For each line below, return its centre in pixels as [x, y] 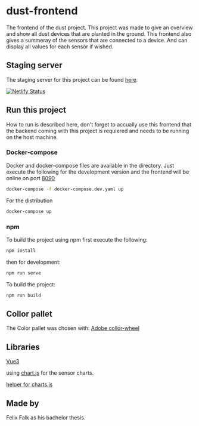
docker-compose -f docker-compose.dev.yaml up [65, 189]
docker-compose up [29, 211]
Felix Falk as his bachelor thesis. [46, 417]
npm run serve [24, 273]
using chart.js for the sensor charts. [50, 373]
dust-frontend [42, 11]
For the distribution [29, 200]
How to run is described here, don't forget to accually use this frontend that [99, 124]
